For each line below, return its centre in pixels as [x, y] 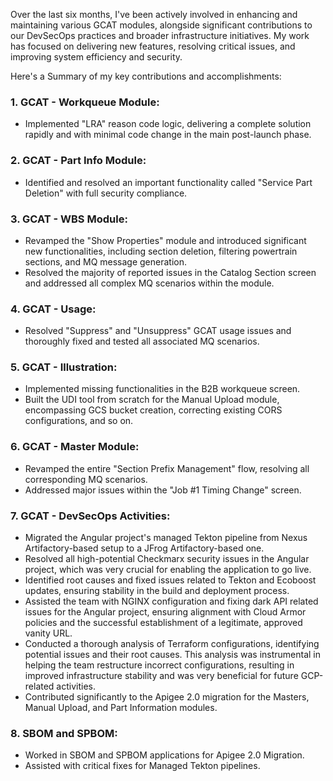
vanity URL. [48, 633]
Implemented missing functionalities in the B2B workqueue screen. [162, 389]
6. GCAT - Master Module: [75, 447]
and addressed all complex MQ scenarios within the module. [149, 283]
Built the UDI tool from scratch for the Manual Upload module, [152, 400]
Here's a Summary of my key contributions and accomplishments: [146, 76]
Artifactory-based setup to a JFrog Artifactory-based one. [144, 548]
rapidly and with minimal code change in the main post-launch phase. [168, 135]
